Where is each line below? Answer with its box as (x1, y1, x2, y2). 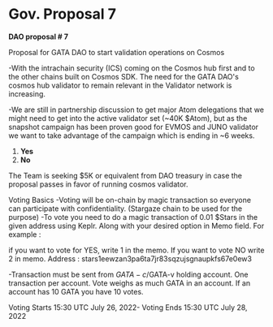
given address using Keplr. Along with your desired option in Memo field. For (8, 221, 265, 230)
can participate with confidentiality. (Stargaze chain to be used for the (8, 204, 242, 213)
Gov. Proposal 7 (8, 5, 116, 24)
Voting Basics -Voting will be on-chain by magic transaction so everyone (8, 195, 252, 204)
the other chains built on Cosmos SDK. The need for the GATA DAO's (8, 71, 240, 81)
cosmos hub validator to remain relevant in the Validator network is (8, 80, 232, 90)
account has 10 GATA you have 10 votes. (8, 286, 144, 296)
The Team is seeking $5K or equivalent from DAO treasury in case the (8, 170, 242, 180)
